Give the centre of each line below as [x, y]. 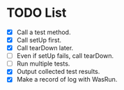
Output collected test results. [58, 72]
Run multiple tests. [43, 63]
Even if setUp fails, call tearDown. [65, 56]
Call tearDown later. [45, 48]
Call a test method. [44, 32]
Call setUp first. [39, 40]
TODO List [37, 13]
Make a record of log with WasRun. [67, 80]
